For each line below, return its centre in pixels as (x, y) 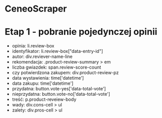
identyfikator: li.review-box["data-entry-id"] (58, 51)
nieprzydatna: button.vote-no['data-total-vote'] (61, 94)
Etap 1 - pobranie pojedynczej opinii (81, 32)
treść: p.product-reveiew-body (44, 99)
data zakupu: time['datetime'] (43, 83)
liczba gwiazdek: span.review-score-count (57, 67)
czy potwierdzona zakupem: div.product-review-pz (65, 73)
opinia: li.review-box (33, 46)
